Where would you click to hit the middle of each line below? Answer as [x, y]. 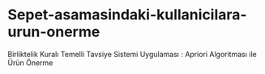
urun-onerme [54, 32]
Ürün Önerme [30, 63]
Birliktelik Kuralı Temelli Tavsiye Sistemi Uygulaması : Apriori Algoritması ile [132, 54]
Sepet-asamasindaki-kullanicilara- [128, 15]
